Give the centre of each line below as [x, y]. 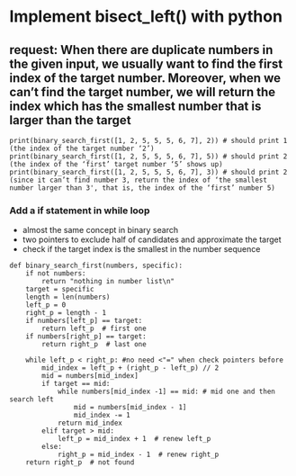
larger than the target [71, 120]
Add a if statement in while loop [80, 211]
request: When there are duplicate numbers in [141, 50]
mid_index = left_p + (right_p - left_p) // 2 [130, 368]
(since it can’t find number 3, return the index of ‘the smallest [139, 180]
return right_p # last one [94, 345]
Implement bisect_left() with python [146, 17]
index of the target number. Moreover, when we [145, 78]
